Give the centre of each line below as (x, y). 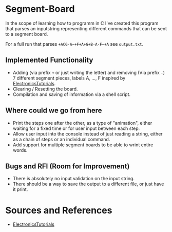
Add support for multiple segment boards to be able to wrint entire (83, 145)
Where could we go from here (54, 111)
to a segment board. (27, 34)
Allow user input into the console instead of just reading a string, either (88, 133)
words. (20, 150)
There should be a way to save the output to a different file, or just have (88, 184)
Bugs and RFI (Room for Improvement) (68, 166)
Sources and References (59, 210)
